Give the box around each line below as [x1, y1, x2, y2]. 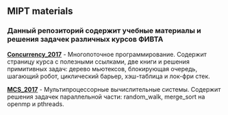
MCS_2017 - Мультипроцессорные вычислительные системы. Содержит [7, 85, 221, 93]
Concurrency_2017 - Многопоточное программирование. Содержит [7, 50, 207, 58]
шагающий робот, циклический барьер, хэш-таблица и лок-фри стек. [7, 72, 210, 80]
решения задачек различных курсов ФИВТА [7, 34, 164, 44]
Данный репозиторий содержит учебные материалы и [7, 26, 202, 36]
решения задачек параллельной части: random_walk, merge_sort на [7, 92, 205, 101]
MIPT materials [7, 5, 73, 17]
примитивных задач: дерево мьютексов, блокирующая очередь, [7, 64, 197, 73]
